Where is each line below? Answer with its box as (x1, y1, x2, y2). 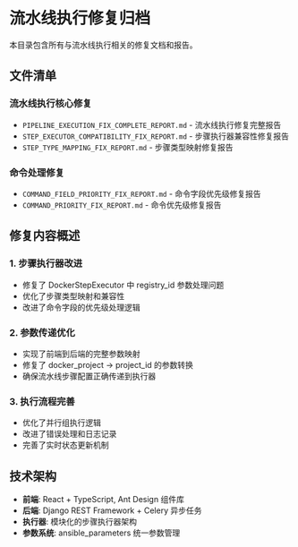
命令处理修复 (9, 167, 65, 179)
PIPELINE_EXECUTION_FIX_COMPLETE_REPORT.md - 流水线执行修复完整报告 (21, 119, 282, 130)
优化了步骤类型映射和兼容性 (21, 290, 125, 301)
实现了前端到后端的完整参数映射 (21, 348, 140, 359)
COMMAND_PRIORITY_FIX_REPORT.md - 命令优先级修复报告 (21, 199, 222, 210)
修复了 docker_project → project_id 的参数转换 (21, 359, 194, 370)
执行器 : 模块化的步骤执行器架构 (21, 517, 137, 527)
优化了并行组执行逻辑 (21, 417, 101, 428)
